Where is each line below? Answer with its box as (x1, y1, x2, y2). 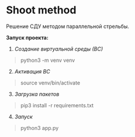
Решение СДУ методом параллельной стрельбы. (6, 23, 130, 30)
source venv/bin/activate (20, 79, 81, 86)
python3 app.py (20, 124, 59, 131)
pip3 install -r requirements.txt (20, 101, 94, 108)
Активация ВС (14, 68, 51, 75)
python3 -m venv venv (20, 57, 75, 64)
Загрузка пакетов (14, 90, 60, 97)
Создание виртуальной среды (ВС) (14, 45, 103, 52)
